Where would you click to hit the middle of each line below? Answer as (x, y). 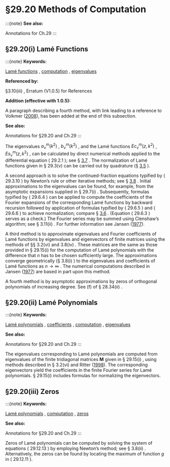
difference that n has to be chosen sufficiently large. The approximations (81, 255)
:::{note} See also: (24, 23)
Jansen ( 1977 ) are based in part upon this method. (58, 271)
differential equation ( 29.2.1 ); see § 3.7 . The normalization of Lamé (76, 160)
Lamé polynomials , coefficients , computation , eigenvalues (68, 325)
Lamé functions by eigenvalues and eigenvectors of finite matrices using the (85, 239)
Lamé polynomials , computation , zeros (47, 414)
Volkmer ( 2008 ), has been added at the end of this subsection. (71, 116)
